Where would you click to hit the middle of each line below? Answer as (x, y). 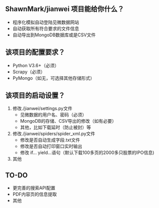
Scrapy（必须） (29, 72)
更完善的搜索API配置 (34, 188)
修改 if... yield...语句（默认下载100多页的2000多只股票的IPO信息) (87, 152)
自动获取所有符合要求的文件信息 (46, 28)
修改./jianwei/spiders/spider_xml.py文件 (54, 134)
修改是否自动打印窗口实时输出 (51, 146)
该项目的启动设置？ (35, 96)
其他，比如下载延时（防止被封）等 (56, 127)
